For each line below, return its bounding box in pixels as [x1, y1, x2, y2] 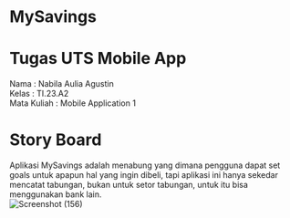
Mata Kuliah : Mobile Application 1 [9, 98, 137, 109]
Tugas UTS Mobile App [9, 48, 187, 69]
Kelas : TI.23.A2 [9, 88, 69, 99]
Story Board [9, 130, 102, 151]
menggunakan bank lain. [9, 189, 102, 200]
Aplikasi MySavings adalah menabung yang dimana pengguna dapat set [9, 160, 281, 171]
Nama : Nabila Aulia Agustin [9, 78, 114, 89]
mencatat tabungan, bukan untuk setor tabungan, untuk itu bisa [9, 180, 249, 191]
